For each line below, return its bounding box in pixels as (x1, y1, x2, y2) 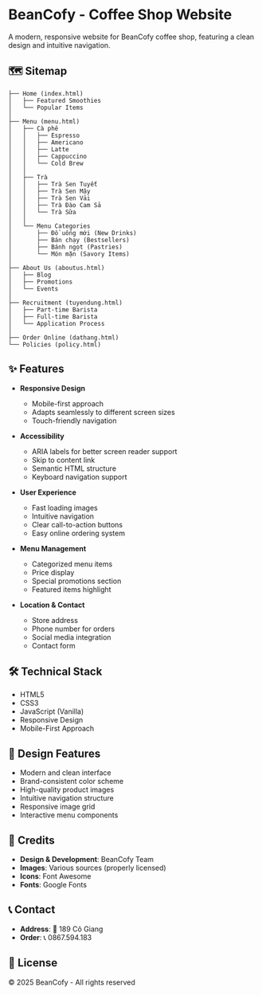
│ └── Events (8, 284, 59, 292)
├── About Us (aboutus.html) (8, 264, 105, 272)
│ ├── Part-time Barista (8, 305, 98, 314)
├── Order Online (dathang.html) (8, 333, 119, 342)
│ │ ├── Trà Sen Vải (8, 194, 91, 202)
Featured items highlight (31, 584, 111, 594)
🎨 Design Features (8, 746, 101, 760)
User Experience (19, 488, 77, 497)
